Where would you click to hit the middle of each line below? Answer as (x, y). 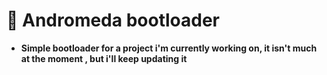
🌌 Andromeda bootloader (113, 20)
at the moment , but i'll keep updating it (104, 58)
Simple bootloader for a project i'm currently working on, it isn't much (169, 48)
